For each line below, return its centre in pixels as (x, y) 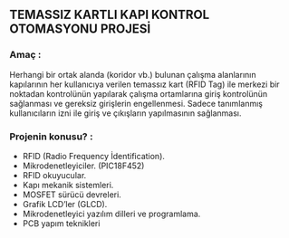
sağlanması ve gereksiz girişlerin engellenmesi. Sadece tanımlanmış (136, 103)
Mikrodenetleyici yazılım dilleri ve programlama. (111, 214)
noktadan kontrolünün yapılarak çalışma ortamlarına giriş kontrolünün (139, 93)
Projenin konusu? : (51, 137)
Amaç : (25, 55)
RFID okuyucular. (54, 175)
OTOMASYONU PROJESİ (80, 29)
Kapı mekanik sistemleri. (68, 185)
